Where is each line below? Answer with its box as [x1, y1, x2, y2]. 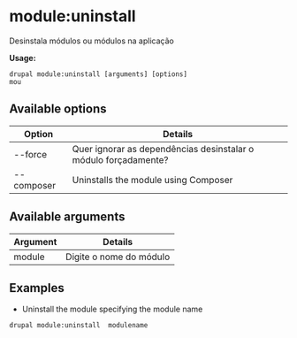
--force [13, 148, 48, 160]
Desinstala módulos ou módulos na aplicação [9, 35, 174, 46]
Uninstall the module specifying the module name [21, 303, 203, 315]
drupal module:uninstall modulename [9, 321, 148, 330]
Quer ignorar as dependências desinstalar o [72, 142, 255, 155]
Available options [9, 102, 108, 117]
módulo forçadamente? [72, 153, 169, 165]
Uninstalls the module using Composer [72, 173, 233, 186]
